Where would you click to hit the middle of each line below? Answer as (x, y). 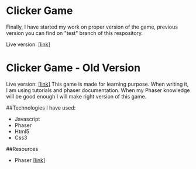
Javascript (27, 119)
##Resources (22, 149)
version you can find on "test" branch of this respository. (75, 33)
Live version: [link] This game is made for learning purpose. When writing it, (97, 84)
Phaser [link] (30, 160)
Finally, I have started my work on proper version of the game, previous (92, 27)
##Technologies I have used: (41, 108)
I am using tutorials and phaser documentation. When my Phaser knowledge (98, 90)
